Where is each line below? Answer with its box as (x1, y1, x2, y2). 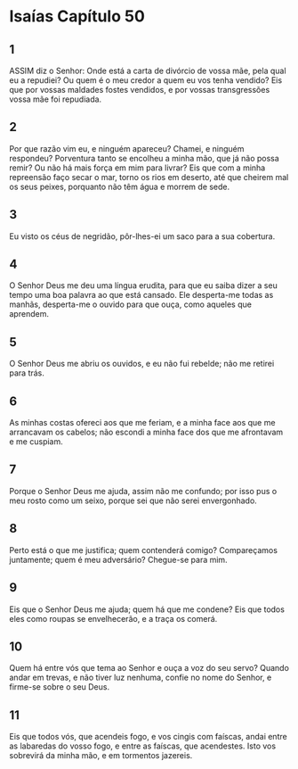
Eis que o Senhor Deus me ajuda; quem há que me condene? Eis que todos (9, 604, 285, 615)
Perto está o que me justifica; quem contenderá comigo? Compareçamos (9, 544, 278, 555)
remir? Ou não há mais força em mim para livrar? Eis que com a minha (9, 162, 266, 173)
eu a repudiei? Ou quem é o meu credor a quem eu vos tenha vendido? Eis (9, 75, 283, 86)
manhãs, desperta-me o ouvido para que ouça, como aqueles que (9, 299, 252, 310)
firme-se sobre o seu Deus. (9, 682, 109, 692)
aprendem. (9, 309, 49, 319)
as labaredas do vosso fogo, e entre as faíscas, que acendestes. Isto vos (9, 740, 277, 751)
